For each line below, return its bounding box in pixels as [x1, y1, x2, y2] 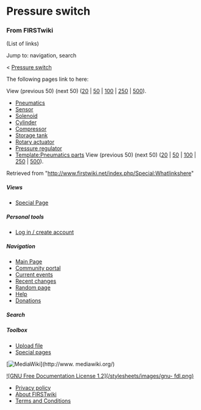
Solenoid [15, 112, 38, 120]
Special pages [15, 348, 51, 356]
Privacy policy [15, 384, 51, 391]
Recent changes [15, 277, 57, 285]
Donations [15, 297, 42, 304]
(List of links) [6, 40, 40, 47]
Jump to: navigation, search [6, 52, 76, 59]
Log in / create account [15, 228, 75, 236]
